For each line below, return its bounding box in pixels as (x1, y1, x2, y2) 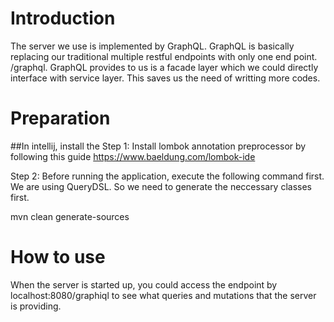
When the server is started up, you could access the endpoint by (10, 278, 278, 291)
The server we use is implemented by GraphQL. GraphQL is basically (10, 40, 295, 52)
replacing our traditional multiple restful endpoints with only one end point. (10, 50, 318, 62)
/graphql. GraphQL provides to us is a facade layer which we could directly (10, 61, 319, 73)
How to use (10, 246, 106, 269)
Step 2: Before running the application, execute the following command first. (10, 170, 325, 182)
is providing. (10, 300, 62, 312)
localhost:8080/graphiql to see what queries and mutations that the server (10, 289, 317, 301)
